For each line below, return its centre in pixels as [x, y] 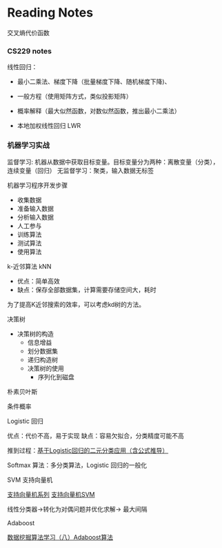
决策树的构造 [35, 334]
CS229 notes [29, 51]
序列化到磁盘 [56, 377]
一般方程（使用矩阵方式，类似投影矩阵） [74, 96]
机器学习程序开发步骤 [37, 185]
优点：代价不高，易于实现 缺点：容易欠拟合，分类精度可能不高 [95, 435]
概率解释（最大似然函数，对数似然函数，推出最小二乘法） [99, 111]
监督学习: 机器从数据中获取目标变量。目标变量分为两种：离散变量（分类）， [113, 162]
